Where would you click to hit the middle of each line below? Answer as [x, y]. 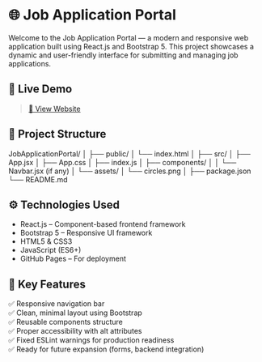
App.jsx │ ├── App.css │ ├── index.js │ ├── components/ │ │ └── [123, 162]
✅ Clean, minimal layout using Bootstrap [76, 313]
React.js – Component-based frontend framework [103, 224]
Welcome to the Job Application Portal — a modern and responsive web [129, 37]
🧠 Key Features [47, 284]
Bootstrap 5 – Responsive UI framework [86, 233]
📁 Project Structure [57, 134]
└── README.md [38, 179]
